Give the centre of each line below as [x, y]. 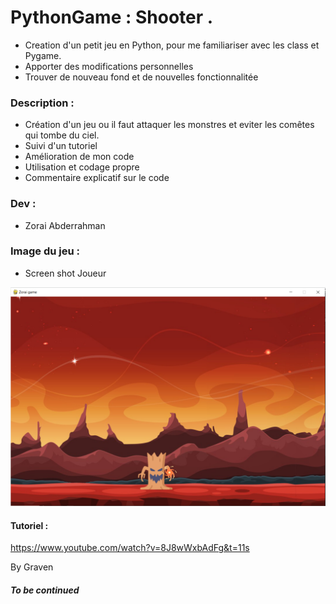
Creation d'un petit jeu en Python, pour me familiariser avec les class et [172, 45]
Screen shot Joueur [65, 273]
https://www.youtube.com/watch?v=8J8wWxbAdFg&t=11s [130, 548]
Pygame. [43, 55]
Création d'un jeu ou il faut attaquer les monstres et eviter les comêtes [169, 125]
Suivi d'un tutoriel [61, 146]
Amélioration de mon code [79, 157]
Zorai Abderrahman [65, 225]
